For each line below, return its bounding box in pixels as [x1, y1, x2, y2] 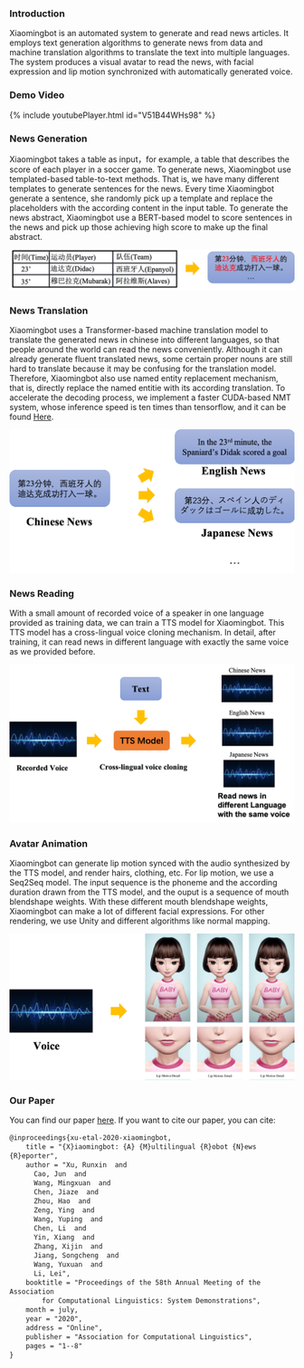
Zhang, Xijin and [33, 1242, 103, 1251]
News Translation [9, 304, 89, 317]
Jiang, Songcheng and [33, 1251, 119, 1260]
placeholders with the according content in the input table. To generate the [9, 202, 289, 213]
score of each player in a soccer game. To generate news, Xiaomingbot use [9, 164, 291, 175]
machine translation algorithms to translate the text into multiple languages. [9, 47, 290, 58]
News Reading [9, 587, 75, 599]
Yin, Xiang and [33, 1233, 95, 1242]
